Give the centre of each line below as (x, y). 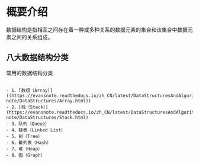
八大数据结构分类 (37, 58)
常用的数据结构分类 (30, 73)
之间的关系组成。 (32, 37)
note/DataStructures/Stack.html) (47, 117)
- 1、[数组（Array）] (30, 90)
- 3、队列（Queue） (28, 124)
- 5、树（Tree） (24, 136)
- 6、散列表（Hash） (29, 143)
